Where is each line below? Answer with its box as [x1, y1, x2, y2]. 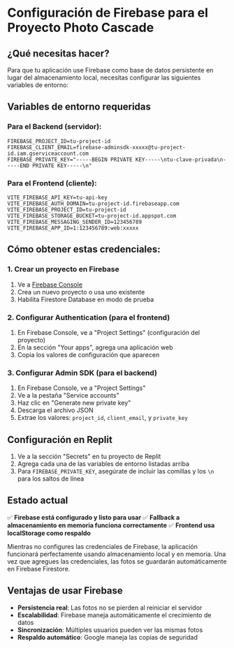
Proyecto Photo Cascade [7, 20, 154, 36]
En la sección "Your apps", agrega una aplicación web [17, 343, 173, 352]
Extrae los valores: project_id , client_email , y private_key [17, 414, 189, 422]
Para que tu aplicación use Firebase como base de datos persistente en [7, 66, 214, 74]
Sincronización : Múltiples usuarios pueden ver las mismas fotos [17, 626, 203, 634]
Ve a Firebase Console [17, 280, 82, 289]
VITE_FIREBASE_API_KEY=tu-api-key [7, 194, 108, 201]
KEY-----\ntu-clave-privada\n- [135, 156, 227, 163]
